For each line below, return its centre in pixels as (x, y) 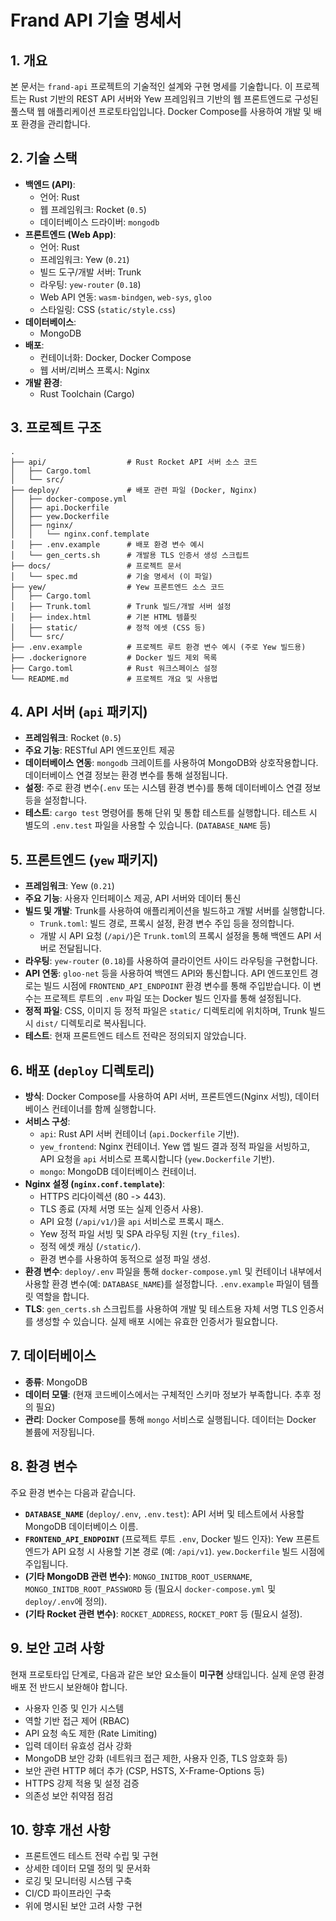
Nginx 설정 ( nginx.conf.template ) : (94, 1184)
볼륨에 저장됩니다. (59, 1432)
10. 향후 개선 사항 (60, 1829)
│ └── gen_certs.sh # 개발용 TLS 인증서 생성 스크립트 (130, 555)
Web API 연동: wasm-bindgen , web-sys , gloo (126, 297)
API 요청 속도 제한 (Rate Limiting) (91, 1733)
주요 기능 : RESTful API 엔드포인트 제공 (100, 750)
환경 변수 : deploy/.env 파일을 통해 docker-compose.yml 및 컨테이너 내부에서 (173, 1272)
